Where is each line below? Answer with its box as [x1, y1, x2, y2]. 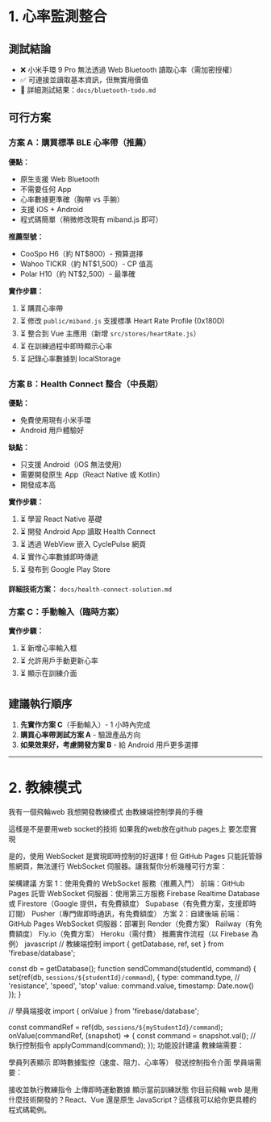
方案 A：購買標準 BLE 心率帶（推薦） [8, 137, 152, 148]
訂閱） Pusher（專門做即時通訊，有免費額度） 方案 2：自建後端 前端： [8, 909, 242, 919]
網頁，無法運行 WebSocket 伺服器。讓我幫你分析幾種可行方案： [15, 861, 227, 871]
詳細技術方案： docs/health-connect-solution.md [8, 584, 172, 594]
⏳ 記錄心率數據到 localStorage [19, 353, 121, 363]
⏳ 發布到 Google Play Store [19, 564, 110, 574]
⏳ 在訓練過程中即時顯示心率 [19, 340, 113, 351]
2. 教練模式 [8, 779, 82, 797]
